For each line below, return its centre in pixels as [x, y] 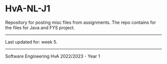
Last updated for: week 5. [31, 42]
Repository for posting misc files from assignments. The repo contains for [81, 22]
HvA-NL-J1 [28, 9]
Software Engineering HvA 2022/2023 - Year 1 [53, 56]
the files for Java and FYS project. [40, 27]
